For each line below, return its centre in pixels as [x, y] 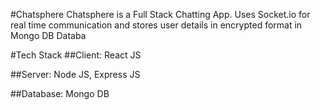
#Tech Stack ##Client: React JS [76, 55]
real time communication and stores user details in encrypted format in [156, 25]
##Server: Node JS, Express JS [75, 74]
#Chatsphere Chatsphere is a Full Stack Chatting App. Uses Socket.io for [160, 14]
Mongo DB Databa [48, 35]
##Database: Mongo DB [60, 93]
